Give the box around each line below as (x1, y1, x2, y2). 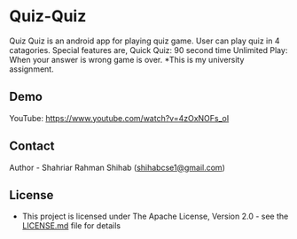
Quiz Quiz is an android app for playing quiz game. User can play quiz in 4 (9, 35, 281, 46)
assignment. (9, 64, 55, 74)
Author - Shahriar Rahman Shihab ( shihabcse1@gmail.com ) (9, 162, 226, 173)
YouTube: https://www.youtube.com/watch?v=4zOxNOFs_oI (9, 112, 230, 123)
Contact (9, 139, 55, 154)
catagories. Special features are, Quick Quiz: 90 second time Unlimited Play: (9, 44, 288, 55)
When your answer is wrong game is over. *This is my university (9, 54, 245, 65)
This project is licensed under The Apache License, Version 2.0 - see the (21, 211, 289, 222)
